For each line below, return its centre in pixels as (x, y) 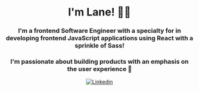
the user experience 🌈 (99, 69)
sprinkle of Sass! (99, 46)
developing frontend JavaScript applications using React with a (99, 38)
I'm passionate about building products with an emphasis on (99, 62)
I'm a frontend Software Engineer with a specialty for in (99, 31)
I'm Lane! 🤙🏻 (99, 12)
